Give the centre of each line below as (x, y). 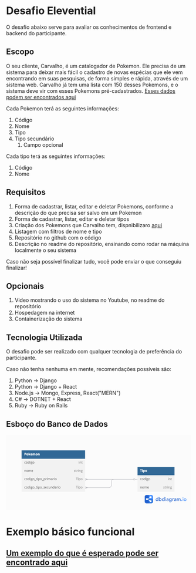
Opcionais (25, 286)
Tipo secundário (34, 139)
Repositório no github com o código (58, 237)
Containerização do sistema (48, 319)
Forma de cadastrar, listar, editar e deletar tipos (72, 219)
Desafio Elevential (51, 11)
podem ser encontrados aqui (41, 97)
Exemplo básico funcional (70, 532)
